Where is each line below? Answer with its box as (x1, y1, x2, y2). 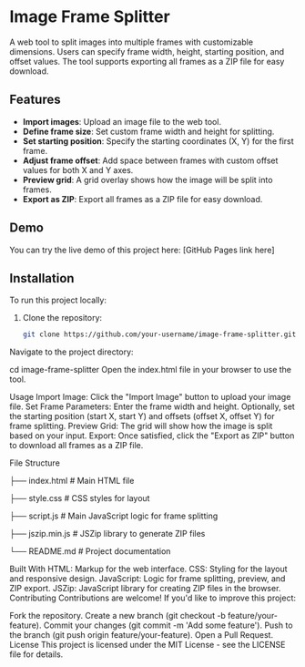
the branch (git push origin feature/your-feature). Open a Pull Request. (9, 630, 274, 641)
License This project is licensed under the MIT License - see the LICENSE (9, 640, 286, 651)
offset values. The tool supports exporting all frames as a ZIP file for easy (9, 56, 285, 67)
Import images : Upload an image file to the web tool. (22, 116, 221, 127)
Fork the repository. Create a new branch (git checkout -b (9, 611, 226, 621)
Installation (9, 271, 75, 286)
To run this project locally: (9, 294, 107, 306)
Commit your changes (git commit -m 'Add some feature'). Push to (43, 620, 293, 631)
